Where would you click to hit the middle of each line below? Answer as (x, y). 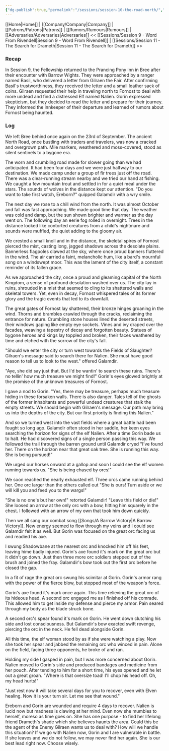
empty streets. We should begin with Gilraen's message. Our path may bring (84, 408)
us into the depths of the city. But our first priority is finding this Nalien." (80, 413)
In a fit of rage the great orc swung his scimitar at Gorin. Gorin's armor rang (83, 578)
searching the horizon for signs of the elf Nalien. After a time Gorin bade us (83, 433)
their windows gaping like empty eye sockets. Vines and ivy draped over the (84, 325)
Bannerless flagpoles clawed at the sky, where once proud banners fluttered (84, 252)
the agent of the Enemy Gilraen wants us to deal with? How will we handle (82, 727)
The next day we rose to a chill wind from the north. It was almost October (82, 204)
